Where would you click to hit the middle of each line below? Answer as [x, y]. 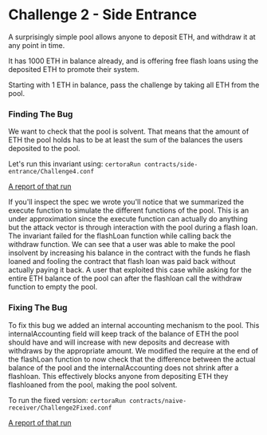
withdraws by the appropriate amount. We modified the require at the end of [133, 350]
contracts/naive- [158, 401]
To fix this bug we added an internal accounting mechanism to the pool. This [134, 325]
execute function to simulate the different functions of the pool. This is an [129, 210]
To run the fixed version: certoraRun [67, 400]
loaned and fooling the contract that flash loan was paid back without [122, 261]
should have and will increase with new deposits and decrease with [119, 342]
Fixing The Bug [38, 308]
